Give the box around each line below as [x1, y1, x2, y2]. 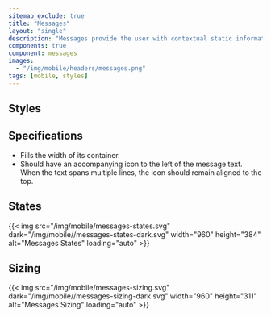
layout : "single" [8, 27, 67, 35]
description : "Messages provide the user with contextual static [8, 34, 232, 43]
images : [8, 57, 35, 65]
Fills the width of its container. [19, 150, 121, 160]
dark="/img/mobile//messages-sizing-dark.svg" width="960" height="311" [8, 291, 258, 301]
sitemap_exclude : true [8, 11, 85, 20]
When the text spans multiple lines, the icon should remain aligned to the [19, 167, 262, 177]
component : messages [8, 49, 78, 57]
